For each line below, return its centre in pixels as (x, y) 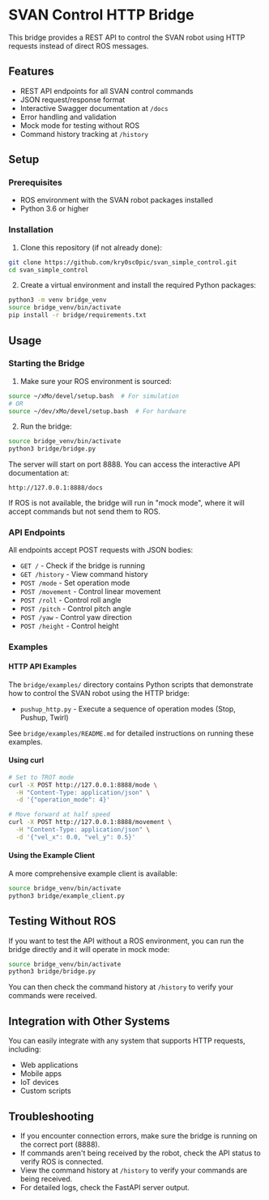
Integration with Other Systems (89, 1021)
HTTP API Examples (43, 666)
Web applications (49, 1065)
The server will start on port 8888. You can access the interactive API (124, 464)
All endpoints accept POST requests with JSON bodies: (101, 550)
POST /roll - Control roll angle (70, 600)
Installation (31, 230)
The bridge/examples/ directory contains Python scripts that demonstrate (131, 684)
